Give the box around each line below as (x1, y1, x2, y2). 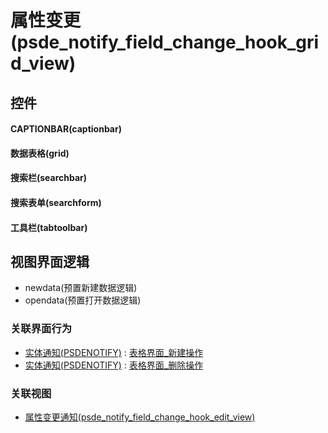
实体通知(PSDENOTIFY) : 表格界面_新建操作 (24, 346, 204, 358)
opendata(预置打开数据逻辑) (24, 294, 142, 306)
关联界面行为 (10, 322, 73, 336)
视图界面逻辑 (10, 253, 90, 270)
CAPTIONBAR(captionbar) (10, 123, 122, 135)
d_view (10, 52, 70, 75)
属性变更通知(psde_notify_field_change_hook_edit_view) (24, 411, 256, 423)
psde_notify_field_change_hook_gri (16, 31, 320, 54)
